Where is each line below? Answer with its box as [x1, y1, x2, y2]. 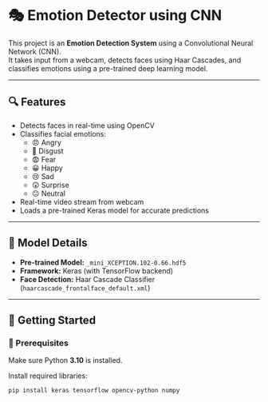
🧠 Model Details [8, 237, 88, 250]
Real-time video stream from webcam [19, 197, 144, 206]
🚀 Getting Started [8, 313, 97, 327]
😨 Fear [31, 154, 57, 164]
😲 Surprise [31, 180, 69, 189]
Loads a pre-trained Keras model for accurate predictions [19, 205, 210, 215]
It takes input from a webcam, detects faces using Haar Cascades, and [8, 55, 242, 65]
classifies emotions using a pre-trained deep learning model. [8, 63, 208, 73]
